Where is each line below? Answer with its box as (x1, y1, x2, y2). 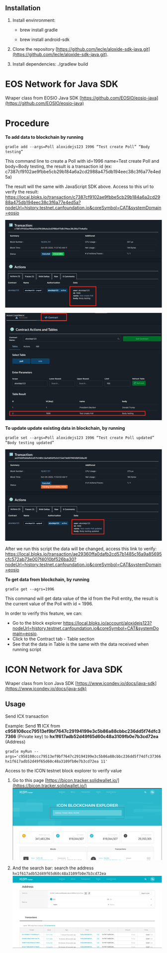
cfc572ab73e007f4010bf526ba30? (5, 557, 77, 563)
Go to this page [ (12, 777, 47, 783)
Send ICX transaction (5, 713, 49, 719)
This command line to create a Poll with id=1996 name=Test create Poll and (5, 158, 160, 164)
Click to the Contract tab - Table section (12, 636, 94, 642)
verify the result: (5, 189, 39, 194)
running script (12, 647, 41, 653)
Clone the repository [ (12, 46, 58, 52)
